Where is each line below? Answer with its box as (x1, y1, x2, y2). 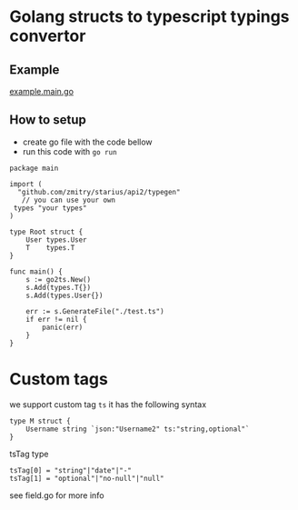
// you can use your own (21, 195, 116, 205)
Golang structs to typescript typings (9, 6, 290, 27)
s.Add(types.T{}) (25, 283, 92, 292)
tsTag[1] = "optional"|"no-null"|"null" (9, 474, 165, 483)
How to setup (9, 112, 86, 128)
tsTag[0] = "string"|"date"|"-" (9, 465, 132, 475)
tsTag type (9, 448, 49, 459)
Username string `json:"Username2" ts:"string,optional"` (25, 425, 250, 434)
